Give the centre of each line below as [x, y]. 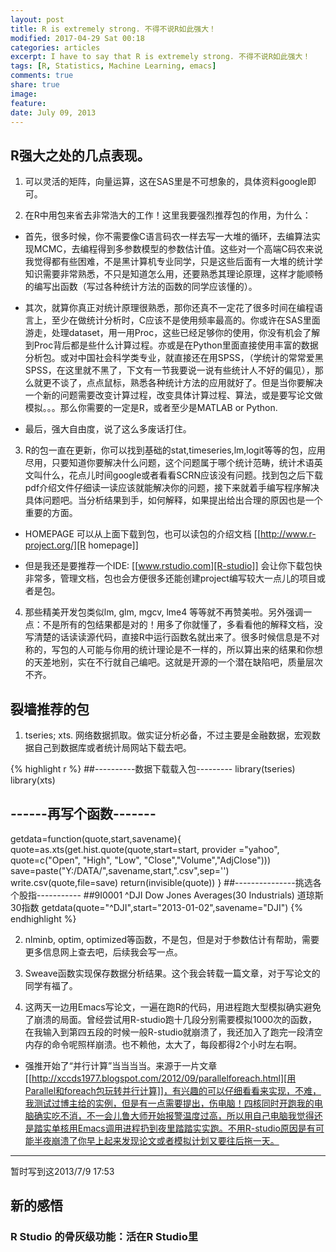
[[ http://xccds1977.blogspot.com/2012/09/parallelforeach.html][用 [160, 1078]
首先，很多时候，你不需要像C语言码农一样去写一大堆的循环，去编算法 [168, 237]
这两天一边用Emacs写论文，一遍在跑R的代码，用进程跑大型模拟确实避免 [173, 1007]
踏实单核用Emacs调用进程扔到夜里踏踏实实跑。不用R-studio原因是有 [174, 1128]
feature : [28, 103]
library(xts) [33, 780]
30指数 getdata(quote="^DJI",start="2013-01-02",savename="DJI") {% [156, 907]
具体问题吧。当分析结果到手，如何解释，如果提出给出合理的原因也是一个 [173, 500]
